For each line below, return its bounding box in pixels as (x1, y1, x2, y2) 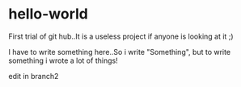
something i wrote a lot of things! (8, 56, 119, 65)
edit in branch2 (8, 71, 59, 81)
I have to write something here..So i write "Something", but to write (8, 47, 231, 56)
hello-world (8, 5, 89, 23)
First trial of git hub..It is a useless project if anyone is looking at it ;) (8, 31, 234, 41)
